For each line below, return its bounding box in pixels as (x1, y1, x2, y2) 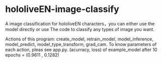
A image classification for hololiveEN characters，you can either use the (5, 20, 155, 26)
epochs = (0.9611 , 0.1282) (5, 51, 59, 58)
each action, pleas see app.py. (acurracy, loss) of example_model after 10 (5, 46, 157, 52)
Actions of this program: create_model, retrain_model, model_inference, (5, 36, 154, 42)
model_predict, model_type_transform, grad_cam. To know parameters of (5, 41, 157, 47)
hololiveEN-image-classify (5, 3, 119, 15)
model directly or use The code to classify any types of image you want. (5, 26, 154, 32)
